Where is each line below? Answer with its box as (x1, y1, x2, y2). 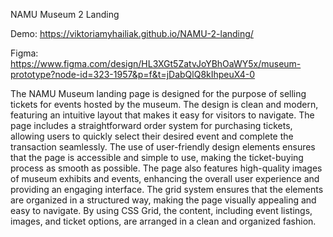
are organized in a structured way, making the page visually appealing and (10, 194, 317, 206)
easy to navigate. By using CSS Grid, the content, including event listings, (10, 205, 313, 216)
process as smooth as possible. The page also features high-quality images (10, 162, 323, 174)
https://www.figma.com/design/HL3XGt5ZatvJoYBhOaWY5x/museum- (10, 58, 302, 69)
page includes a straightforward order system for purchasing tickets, (10, 120, 293, 131)
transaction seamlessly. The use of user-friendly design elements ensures (10, 141, 316, 153)
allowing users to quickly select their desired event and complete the (10, 130, 294, 142)
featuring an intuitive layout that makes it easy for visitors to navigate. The (10, 109, 315, 121)
